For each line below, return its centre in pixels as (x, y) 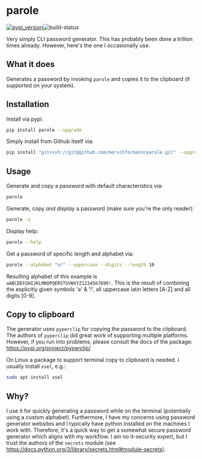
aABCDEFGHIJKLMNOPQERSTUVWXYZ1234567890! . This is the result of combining (98, 283)
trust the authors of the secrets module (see (61, 443)
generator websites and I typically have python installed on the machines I (98, 424)
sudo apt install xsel (35, 377)
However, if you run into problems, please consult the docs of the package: (99, 342)
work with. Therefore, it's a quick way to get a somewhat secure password (99, 430)
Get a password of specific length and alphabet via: (70, 254)
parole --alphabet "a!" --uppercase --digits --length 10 (80, 265)
